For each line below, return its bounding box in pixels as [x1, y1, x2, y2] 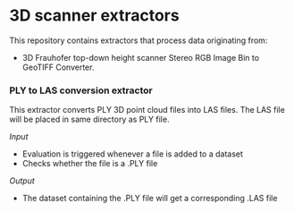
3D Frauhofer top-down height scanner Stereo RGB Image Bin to [21, 52, 260, 63]
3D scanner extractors [9, 5, 181, 26]
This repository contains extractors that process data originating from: [9, 35, 268, 46]
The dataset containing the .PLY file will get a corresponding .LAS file [21, 193, 278, 204]
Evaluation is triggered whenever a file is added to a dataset [21, 148, 244, 159]
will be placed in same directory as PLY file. [9, 114, 170, 125]
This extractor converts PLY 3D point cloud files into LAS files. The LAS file [9, 105, 286, 115]
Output [9, 175, 36, 186]
